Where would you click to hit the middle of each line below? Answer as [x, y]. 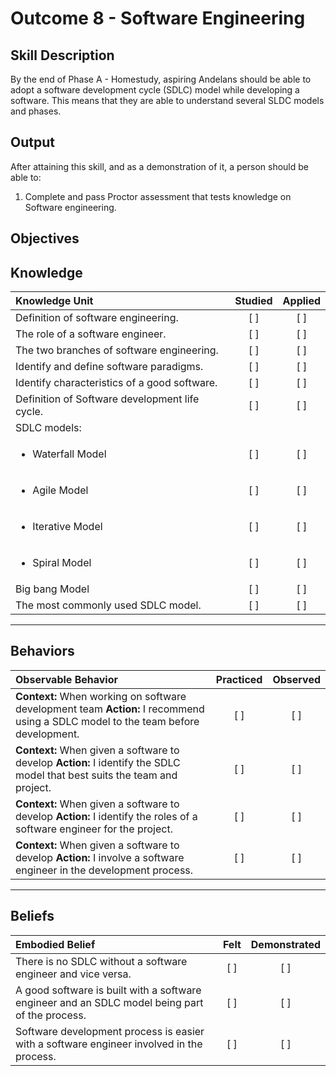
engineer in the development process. [104, 870]
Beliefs [32, 916]
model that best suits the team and [96, 775]
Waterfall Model [69, 454]
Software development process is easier [110, 1031]
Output [32, 142]
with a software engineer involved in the [109, 1044]
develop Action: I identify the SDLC [98, 762]
